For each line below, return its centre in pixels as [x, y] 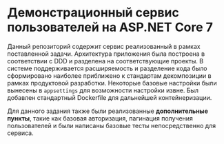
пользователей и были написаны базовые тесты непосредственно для [111, 125]
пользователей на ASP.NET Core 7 [110, 27]
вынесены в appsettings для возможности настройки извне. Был [103, 90]
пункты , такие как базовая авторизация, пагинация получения [100, 118]
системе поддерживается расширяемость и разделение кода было [107, 68]
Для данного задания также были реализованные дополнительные [108, 111]
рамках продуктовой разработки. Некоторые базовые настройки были [112, 83]
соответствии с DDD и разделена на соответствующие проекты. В [105, 61]
